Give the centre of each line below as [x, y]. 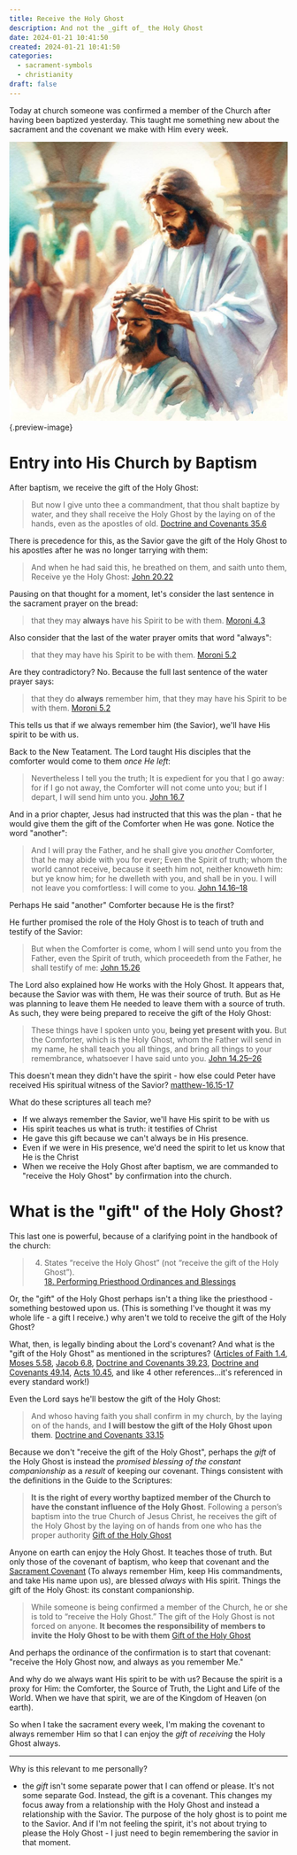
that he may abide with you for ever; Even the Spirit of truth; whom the [159, 859]
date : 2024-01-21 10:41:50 [59, 37]
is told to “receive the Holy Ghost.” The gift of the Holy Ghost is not [153, 1616]
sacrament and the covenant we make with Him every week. [119, 129]
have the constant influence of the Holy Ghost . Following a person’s [156, 1507]
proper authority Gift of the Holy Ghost [101, 1535]
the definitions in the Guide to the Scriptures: [91, 1480]
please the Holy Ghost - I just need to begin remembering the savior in [150, 1833]
